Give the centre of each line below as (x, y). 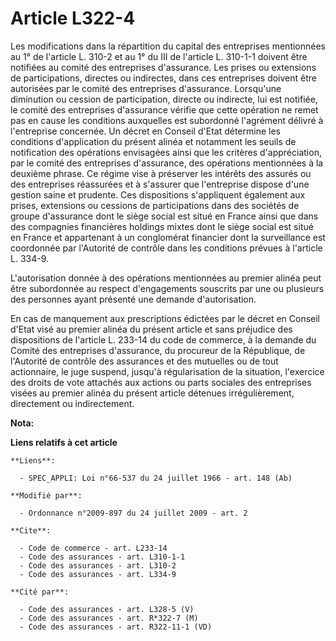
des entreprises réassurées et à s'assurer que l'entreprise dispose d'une (160, 184)
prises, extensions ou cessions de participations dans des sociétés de (155, 205)
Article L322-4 (73, 18)
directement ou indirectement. (72, 403)
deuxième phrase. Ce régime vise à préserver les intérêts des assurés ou (161, 173)
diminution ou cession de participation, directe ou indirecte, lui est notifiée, (164, 99)
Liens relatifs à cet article (64, 442)
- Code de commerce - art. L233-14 (93, 548)
